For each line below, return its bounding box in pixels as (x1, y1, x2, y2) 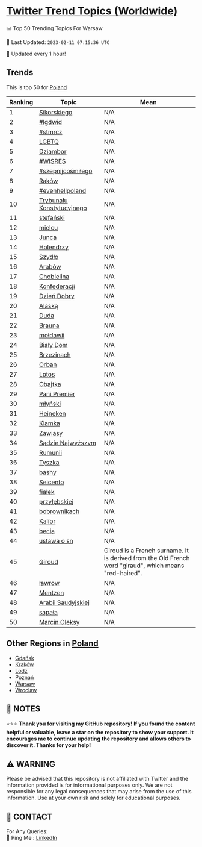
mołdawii (38, 331, 65, 339)
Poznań (14, 674, 34, 681)
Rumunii (38, 448, 62, 457)
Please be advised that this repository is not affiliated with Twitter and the (6, 775, 188, 783)
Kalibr (38, 517, 56, 525)
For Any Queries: (6, 828, 48, 835)
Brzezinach (38, 351, 71, 359)
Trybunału (38, 196, 68, 204)
